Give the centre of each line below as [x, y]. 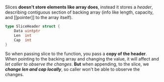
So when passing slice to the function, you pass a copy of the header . [76, 54]
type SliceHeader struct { [33, 26]
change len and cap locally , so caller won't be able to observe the [73, 69]
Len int [23, 35]
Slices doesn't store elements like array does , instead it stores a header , [79, 7]
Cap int [23, 40]
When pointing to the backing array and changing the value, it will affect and [82, 59]
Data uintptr [27, 31]
